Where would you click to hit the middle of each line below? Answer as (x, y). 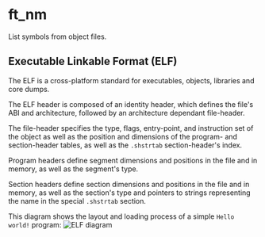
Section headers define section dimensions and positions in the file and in (129, 184)
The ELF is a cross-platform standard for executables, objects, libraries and (131, 80)
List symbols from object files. (58, 36)
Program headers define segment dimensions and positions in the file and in (133, 160)
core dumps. (29, 89)
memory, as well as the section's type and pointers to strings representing (130, 193)
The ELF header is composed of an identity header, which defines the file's (131, 104)
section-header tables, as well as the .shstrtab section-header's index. (125, 145)
